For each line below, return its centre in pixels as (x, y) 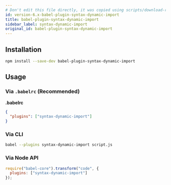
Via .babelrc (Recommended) (42, 91)
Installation (23, 50)
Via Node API (22, 158)
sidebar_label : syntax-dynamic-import (46, 24)
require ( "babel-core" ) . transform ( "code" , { (52, 168)
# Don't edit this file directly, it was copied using (65, 10)
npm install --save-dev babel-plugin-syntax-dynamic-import (70, 61)
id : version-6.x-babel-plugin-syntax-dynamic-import (62, 15)
